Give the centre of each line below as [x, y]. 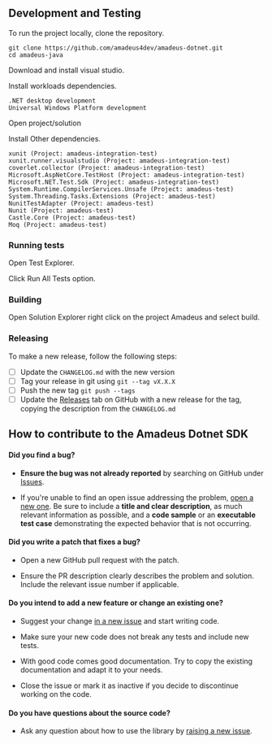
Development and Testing [75, 13]
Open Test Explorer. [41, 263]
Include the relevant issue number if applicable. [99, 584]
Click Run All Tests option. [52, 279]
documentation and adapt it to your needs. [91, 669]
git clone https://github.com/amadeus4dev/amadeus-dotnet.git [116, 48]
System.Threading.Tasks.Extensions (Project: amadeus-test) [112, 196]
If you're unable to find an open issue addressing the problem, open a [137, 497]
